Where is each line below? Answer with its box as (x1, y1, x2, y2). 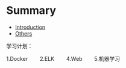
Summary (6, 4, 56, 17)
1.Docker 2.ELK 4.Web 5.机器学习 (6, 55, 121, 62)
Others (14, 29, 33, 37)
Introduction (14, 23, 46, 31)
